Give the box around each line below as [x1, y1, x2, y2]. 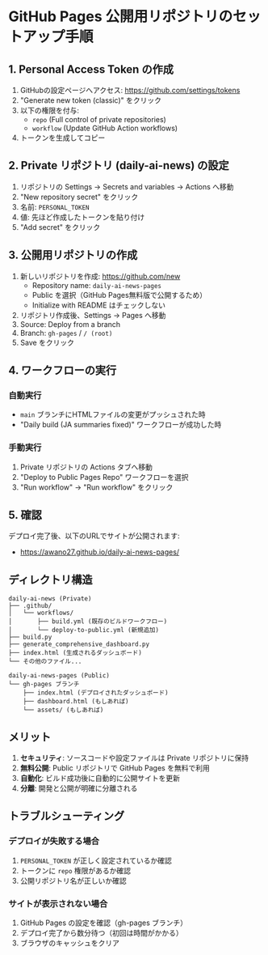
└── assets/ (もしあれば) [23, 706, 104, 715]
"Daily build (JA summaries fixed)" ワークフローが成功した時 [19, 420, 222, 430]
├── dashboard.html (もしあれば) [23, 698, 129, 706]
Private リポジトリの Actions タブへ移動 [19, 462, 153, 472]
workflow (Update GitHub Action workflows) [31, 123, 178, 133]
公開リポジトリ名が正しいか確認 [19, 876, 127, 885]
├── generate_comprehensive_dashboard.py [8, 640, 150, 648]
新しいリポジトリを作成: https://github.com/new [19, 271, 181, 281]
